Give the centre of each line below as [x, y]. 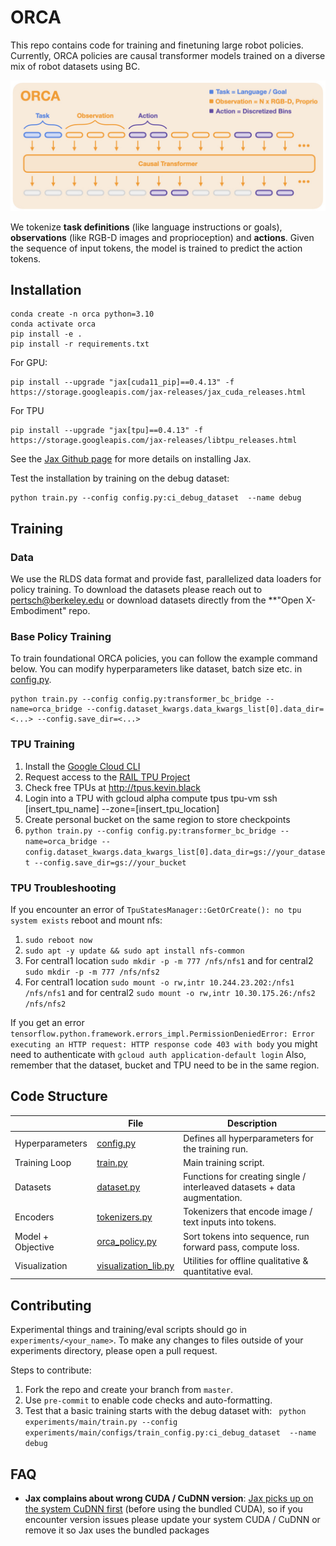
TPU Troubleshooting [63, 888]
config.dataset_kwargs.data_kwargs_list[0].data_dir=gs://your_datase [175, 852]
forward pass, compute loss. [241, 1247]
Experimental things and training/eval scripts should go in [129, 1330]
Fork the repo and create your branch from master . [128, 1390]
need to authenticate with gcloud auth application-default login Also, [158, 1055]
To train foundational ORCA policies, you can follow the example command [164, 658]
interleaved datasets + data [239, 1187]
